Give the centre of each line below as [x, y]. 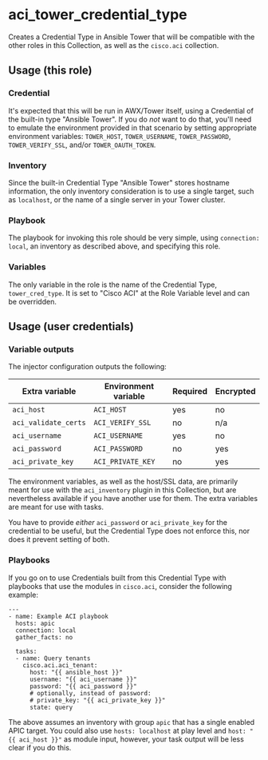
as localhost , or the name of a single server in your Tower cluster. [117, 199]
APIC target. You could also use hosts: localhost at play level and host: [127, 730]
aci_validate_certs [49, 423]
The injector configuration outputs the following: [88, 367]
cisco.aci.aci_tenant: [60, 665]
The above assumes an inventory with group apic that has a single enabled [132, 722]
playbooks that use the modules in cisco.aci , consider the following [120, 586]
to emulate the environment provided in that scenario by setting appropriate [132, 127]
